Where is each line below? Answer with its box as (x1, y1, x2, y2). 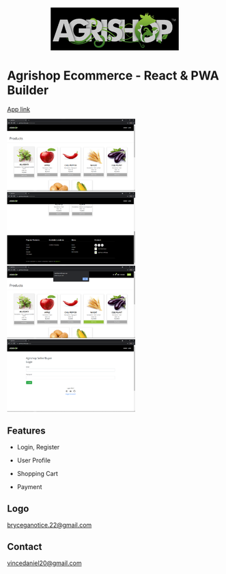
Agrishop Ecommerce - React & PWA (7, 68, 220, 83)
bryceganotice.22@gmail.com (7, 521, 92, 529)
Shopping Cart (16, 470, 58, 478)
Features (7, 425, 46, 436)
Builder (7, 82, 49, 98)
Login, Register (16, 443, 60, 451)
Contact (7, 540, 42, 552)
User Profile (16, 456, 51, 464)
